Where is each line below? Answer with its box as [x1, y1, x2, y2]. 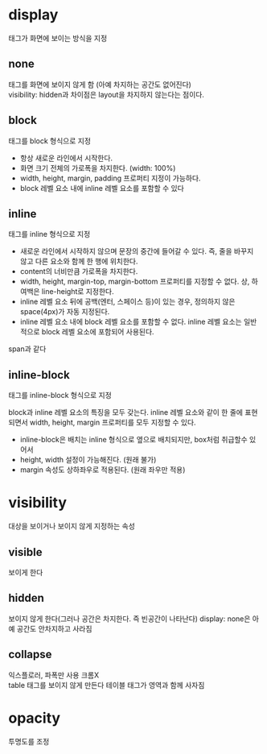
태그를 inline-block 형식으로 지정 [8, 391, 113, 400]
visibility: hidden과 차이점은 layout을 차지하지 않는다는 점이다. [8, 89, 205, 99]
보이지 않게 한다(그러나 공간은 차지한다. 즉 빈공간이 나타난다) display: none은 [8, 614, 251, 623]
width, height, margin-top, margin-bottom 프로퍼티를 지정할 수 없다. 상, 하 [19, 276, 259, 287]
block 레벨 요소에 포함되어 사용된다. [41, 327, 154, 337]
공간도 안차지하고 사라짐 [16, 623, 92, 633]
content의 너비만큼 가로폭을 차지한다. [19, 267, 138, 276]
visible [8, 545, 43, 559]
